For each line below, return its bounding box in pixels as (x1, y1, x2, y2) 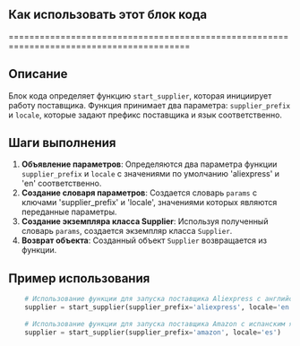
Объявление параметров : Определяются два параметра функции (21, 159, 278, 169)
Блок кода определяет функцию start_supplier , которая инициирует (8, 90, 272, 101)
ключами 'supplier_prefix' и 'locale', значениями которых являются (21, 197, 278, 208)
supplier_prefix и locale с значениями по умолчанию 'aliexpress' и (21, 169, 279, 179)
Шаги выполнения (8, 135, 116, 151)
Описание (8, 66, 68, 82)
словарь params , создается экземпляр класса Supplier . (21, 226, 233, 237)
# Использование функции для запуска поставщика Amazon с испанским (24, 319, 286, 328)
